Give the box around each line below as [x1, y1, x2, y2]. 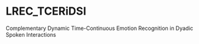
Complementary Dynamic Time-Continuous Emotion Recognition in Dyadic [5, 24, 194, 32]
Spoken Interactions [5, 31, 56, 38]
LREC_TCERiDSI [5, 4, 87, 18]
